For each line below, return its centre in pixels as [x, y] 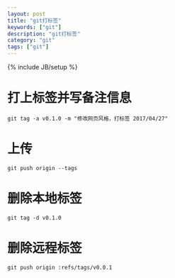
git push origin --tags [43, 168]
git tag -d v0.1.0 [34, 218]
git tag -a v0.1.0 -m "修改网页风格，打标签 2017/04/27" [88, 118]
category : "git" [31, 40]
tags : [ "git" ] [28, 47]
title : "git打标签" [34, 21]
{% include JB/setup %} [43, 67]
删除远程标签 [45, 248]
